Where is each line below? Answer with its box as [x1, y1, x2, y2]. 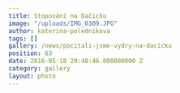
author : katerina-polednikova [8, 27, 111, 35]
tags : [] [8, 34, 38, 43]
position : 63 [8, 49, 53, 57]
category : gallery [8, 65, 71, 73]
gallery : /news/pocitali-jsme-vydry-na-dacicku [8, 42, 173, 50]
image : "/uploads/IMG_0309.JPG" [8, 19, 118, 27]
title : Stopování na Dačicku [8, 11, 107, 20]
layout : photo [8, 72, 57, 80]
